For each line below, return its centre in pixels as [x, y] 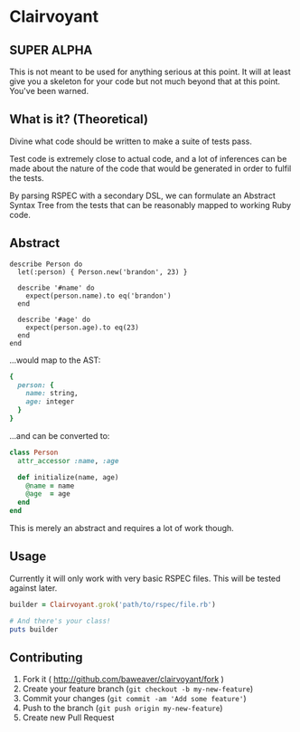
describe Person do [46, 264]
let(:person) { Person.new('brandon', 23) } [103, 272]
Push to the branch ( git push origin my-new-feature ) [122, 708]
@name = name [50, 486]
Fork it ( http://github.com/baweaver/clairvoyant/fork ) [123, 680]
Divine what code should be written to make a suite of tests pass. [131, 141]
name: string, [52, 394]
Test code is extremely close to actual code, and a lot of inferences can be [148, 158]
